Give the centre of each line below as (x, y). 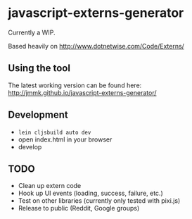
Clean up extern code (50, 186)
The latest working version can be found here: (75, 85)
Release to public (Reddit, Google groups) (79, 208)
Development (38, 115)
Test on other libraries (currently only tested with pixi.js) (99, 201)
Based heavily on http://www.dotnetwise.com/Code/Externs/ (96, 46)
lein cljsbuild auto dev (55, 132)
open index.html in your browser (65, 139)
